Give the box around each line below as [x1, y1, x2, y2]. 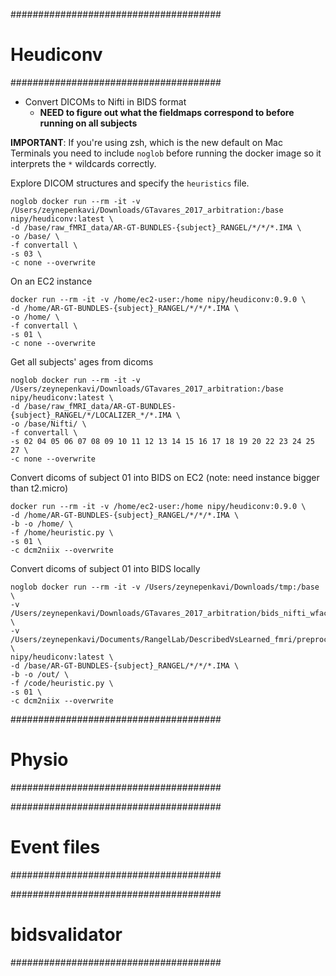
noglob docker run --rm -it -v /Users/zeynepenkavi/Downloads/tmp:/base [10, 582, 320, 592]
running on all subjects [39, 117, 138, 129]
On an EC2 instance [10, 275, 93, 287]
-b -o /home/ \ [10, 519, 74, 529]
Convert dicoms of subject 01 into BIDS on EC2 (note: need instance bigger [10, 471, 320, 483]
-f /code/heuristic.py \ [10, 678, 114, 688]
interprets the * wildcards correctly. [10, 157, 157, 169]
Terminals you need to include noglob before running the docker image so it [10, 147, 322, 159]
